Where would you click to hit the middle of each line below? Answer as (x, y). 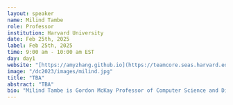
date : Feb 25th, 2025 (38, 39)
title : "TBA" (26, 78)
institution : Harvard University (55, 33)
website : (20, 65)
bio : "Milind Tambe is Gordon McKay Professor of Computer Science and (113, 90)
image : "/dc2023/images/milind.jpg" (60, 71)
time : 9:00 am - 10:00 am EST (51, 52)
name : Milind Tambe (35, 20)
